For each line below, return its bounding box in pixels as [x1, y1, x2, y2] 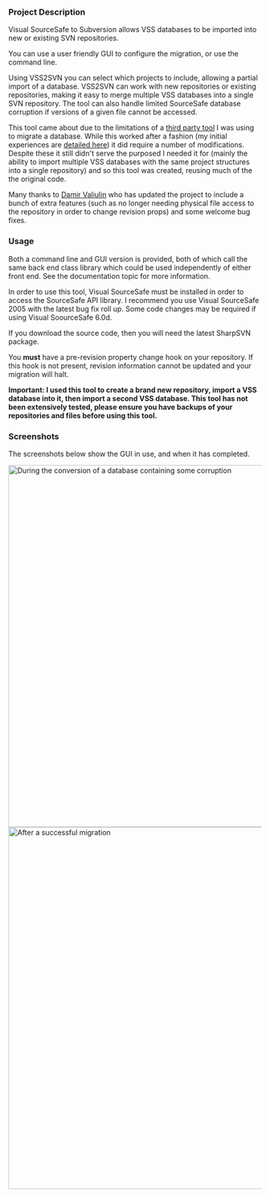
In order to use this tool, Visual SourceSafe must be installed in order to [8, 287, 244, 296]
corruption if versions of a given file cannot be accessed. [8, 107, 198, 117]
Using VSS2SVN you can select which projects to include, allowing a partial [8, 73, 259, 83]
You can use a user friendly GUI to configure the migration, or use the [8, 49, 239, 59]
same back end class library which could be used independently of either [8, 263, 252, 272]
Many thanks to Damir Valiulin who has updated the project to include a [8, 190, 244, 200]
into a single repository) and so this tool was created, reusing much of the [8, 166, 253, 176]
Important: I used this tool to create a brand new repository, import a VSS [8, 385, 257, 395]
